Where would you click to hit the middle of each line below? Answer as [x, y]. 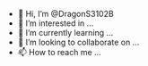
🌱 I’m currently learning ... [65, 33]
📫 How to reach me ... [59, 52]
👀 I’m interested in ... [56, 23]
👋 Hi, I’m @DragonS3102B [65, 14]
